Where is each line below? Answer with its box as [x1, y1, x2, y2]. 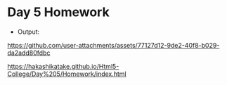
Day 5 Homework [7, 4, 110, 20]
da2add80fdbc [7, 48, 51, 57]
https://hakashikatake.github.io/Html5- [7, 62, 119, 70]
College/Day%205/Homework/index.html [7, 70, 127, 78]
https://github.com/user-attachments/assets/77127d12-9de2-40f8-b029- [7, 41, 220, 49]
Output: [17, 27, 40, 36]
